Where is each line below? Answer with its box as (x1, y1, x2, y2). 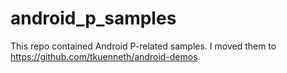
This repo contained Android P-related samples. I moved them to (10, 40, 277, 52)
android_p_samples (10, 7, 177, 30)
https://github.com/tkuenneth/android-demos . (10, 50, 201, 62)
